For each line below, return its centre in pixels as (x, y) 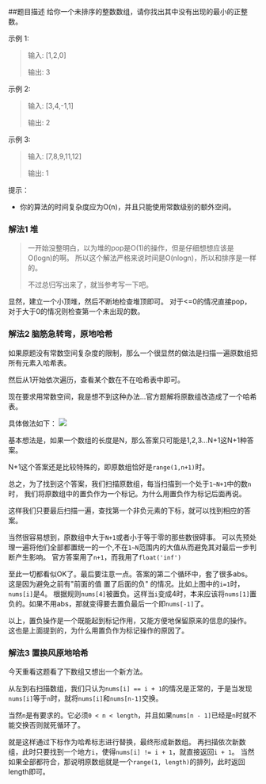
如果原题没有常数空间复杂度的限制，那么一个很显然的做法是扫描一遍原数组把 (133, 353)
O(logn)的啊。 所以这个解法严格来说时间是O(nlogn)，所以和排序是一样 (142, 258)
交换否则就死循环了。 (49, 725)
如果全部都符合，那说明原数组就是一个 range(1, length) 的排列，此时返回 (127, 761)
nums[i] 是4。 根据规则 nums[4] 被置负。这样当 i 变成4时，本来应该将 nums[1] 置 (133, 594)
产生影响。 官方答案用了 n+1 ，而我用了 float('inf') (98, 556)
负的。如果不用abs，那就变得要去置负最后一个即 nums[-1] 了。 (108, 603)
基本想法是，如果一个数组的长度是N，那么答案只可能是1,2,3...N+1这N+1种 (127, 440)
